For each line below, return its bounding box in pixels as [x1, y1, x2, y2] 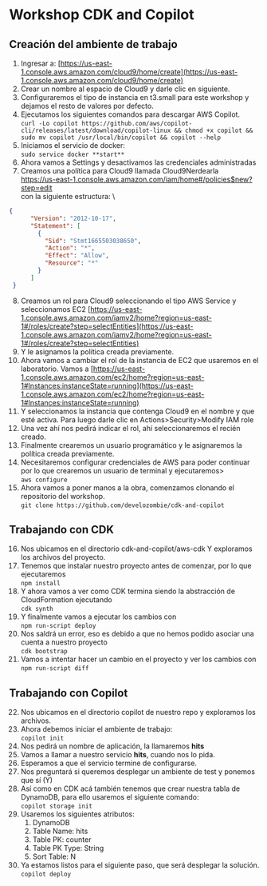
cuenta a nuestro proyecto [20, 637, 108, 647]
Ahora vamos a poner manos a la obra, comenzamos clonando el [20, 482, 234, 493]
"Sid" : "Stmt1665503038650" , [44, 237, 142, 245]
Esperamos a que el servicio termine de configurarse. [20, 758, 198, 768]
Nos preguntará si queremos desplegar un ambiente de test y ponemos [20, 767, 256, 776]
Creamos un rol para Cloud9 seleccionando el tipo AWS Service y [20, 296, 237, 305]
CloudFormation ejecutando [20, 595, 112, 605]
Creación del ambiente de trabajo [9, 38, 178, 51]
